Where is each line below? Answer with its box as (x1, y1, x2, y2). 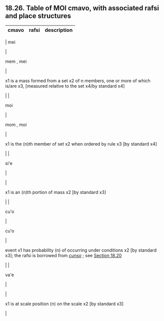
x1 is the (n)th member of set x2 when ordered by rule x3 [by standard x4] (5, 141, 158, 147)
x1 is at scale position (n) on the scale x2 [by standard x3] (5, 301, 124, 307)
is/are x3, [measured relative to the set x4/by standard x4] (5, 83, 125, 89)
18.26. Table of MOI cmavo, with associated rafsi (5, 4, 160, 12)
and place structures (5, 12, 71, 20)
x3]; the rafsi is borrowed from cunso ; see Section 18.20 (5, 252, 122, 258)
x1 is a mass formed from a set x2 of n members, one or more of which (5, 77, 151, 84)
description (44, 26, 73, 33)
